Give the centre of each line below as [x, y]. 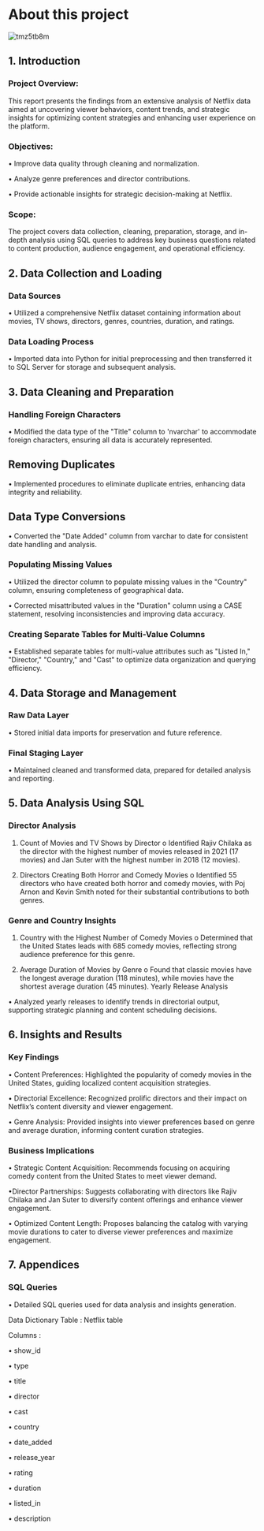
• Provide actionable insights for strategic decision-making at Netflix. [120, 194]
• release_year [32, 1457]
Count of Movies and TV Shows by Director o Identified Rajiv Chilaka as [136, 843]
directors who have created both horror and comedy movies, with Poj [132, 883]
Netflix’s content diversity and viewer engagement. [91, 1106]
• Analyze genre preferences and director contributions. [99, 178]
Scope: [22, 214]
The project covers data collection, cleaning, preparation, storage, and [123, 232]
